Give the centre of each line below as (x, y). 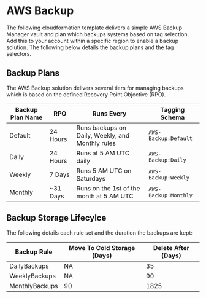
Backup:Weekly (169, 178)
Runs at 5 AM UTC (103, 153)
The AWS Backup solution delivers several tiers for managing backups (95, 88)
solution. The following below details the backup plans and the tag (90, 47)
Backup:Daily (167, 160)
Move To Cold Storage (102, 248)
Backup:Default (170, 138)
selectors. (19, 53)
